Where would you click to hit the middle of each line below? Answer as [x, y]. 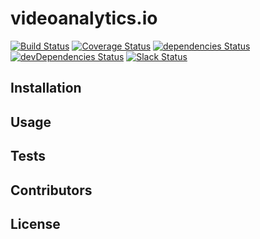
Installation [46, 88]
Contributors [51, 190]
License [35, 223]
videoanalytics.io [84, 18]
